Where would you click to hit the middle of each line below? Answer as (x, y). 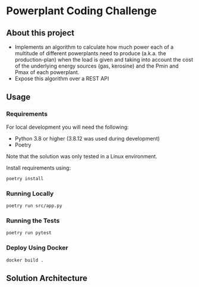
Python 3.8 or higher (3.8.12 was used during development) (87, 138)
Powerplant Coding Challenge (82, 11)
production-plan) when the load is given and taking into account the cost (104, 60)
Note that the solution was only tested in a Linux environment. (82, 156)
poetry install (25, 178)
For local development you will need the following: (67, 127)
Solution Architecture (47, 278)
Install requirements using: (39, 168)
